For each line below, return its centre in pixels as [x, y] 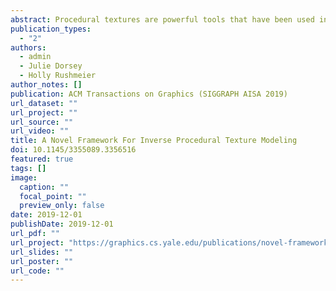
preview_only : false [62, 206]
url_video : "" [40, 131]
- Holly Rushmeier [58, 76]
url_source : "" [42, 122]
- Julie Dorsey [51, 66]
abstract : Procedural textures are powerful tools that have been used [162, 19]
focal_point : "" [53, 196]
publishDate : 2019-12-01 [62, 224]
